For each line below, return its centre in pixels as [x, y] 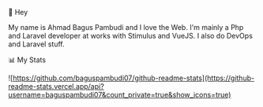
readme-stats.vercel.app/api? [56, 86]
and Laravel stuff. [36, 44]
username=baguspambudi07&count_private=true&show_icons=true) [120, 95]
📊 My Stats [27, 60]
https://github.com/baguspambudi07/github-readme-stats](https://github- [134, 78]
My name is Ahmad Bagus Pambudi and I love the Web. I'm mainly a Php [126, 27]
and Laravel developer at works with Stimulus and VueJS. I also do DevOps [130, 36]
